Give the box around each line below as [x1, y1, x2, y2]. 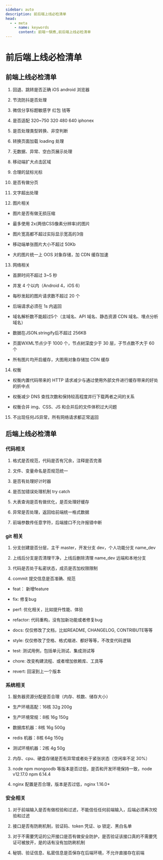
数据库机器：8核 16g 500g [12, 725, 65, 730]
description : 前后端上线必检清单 [5, 12, 67, 17]
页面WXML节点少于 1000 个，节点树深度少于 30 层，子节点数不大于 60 [12, 340, 155, 346]
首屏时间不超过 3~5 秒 [12, 272, 57, 278]
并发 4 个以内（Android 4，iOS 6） [12, 282, 83, 288]
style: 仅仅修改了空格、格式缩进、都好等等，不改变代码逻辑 [12, 637, 131, 643]
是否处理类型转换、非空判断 [12, 128, 68, 133]
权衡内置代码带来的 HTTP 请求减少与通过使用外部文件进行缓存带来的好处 [12, 377, 159, 383]
